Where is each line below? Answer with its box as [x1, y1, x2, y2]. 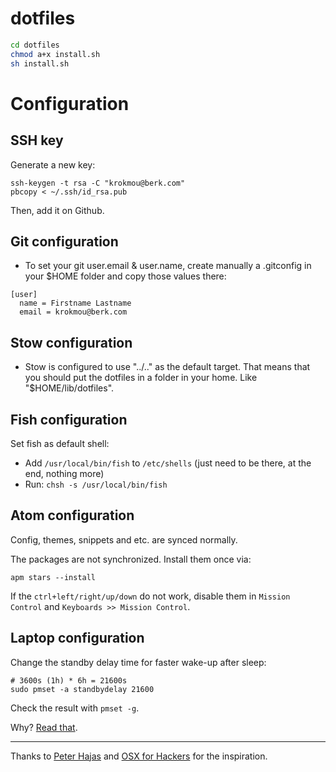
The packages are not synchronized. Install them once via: [10, 553, 252, 565]
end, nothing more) [24, 468, 105, 479]
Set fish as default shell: [10, 438, 110, 449]
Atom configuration [10, 507, 135, 524]
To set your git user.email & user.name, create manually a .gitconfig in [24, 260, 312, 272]
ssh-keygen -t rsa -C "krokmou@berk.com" [10, 178, 186, 188]
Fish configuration [10, 411, 128, 428]
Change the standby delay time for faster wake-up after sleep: [10, 656, 267, 668]
